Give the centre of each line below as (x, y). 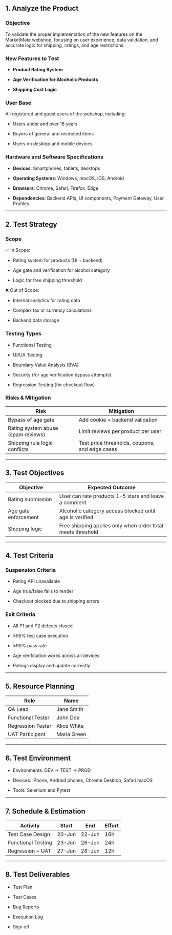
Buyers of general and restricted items (53, 134)
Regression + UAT (29, 851)
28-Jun (90, 851)
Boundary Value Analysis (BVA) (46, 365)
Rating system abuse (33, 428)
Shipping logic (25, 529)
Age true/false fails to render (43, 591)
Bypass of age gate (31, 420)
